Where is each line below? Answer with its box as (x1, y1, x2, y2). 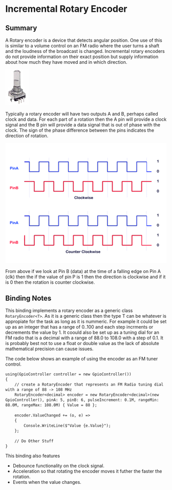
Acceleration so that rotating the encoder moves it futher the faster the (12, 468, 162, 475)
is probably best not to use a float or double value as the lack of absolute (5, 340, 160, 347)
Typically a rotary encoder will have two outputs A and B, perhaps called (5, 111, 158, 117)
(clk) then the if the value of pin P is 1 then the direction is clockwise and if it (5, 274, 166, 280)
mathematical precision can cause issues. (5, 346, 94, 352)
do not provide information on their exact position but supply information (5, 53, 159, 60)
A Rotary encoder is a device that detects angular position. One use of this (5, 37, 162, 43)
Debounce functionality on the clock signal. (12, 463, 105, 469)
